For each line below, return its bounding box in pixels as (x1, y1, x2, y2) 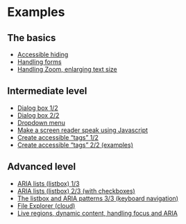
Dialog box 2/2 (17, 111, 60, 119)
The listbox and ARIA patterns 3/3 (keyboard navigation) (17, 194, 179, 202)
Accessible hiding (17, 50, 69, 58)
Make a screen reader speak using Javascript (17, 126, 148, 134)
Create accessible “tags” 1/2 (17, 133, 99, 141)
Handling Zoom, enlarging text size (17, 65, 117, 73)
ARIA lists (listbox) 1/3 (17, 179, 80, 188)
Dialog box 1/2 (17, 104, 58, 112)
